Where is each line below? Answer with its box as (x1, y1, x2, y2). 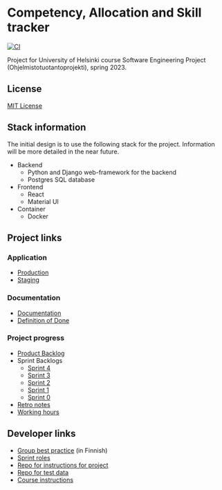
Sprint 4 (27, 364, 50, 372)
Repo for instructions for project (17, 461, 109, 469)
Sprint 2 (27, 378, 50, 386)
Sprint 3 (27, 371, 50, 379)
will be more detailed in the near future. (7, 147, 120, 156)
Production (17, 268, 49, 277)
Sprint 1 (27, 386, 50, 394)
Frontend (17, 182, 44, 191)
